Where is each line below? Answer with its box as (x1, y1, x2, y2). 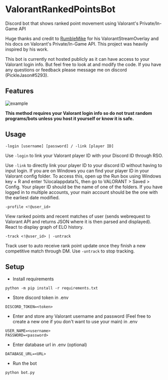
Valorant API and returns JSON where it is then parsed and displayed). (5, 219, 151, 225)
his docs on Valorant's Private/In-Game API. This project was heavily (5, 40, 148, 47)
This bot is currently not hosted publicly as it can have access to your (5, 56, 150, 62)
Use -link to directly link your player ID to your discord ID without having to (5, 162, 162, 168)
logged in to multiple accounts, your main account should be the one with (5, 189, 158, 195)
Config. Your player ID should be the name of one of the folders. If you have (5, 184, 163, 190)
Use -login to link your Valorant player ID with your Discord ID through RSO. (5, 152, 163, 158)
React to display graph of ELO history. (5, 224, 84, 230)
